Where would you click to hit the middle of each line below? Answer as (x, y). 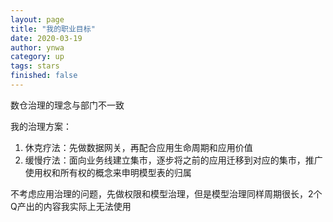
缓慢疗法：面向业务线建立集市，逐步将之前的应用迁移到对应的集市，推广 (173, 160)
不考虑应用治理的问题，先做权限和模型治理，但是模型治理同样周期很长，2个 (166, 193)
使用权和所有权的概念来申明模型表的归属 (108, 172)
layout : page (37, 19)
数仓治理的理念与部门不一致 (67, 105)
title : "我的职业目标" (53, 29)
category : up (37, 57)
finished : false (44, 76)
